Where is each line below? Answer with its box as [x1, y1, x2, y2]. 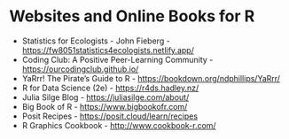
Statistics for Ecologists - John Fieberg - [21, 35, 170, 46]
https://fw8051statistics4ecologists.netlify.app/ [21, 44, 195, 55]
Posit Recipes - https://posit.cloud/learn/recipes [21, 111, 198, 121]
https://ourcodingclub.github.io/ [21, 64, 139, 74]
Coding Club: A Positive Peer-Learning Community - [21, 54, 214, 65]
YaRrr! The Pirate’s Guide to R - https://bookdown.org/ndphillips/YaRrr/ [21, 73, 281, 83]
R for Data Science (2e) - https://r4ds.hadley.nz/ [21, 82, 199, 93]
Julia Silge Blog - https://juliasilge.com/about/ [21, 91, 190, 103]
